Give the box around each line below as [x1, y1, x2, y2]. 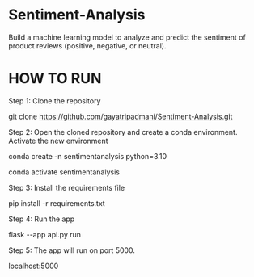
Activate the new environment [8, 136, 108, 145]
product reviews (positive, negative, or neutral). [8, 40, 167, 50]
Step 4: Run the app [8, 214, 75, 224]
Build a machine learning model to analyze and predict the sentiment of [8, 32, 247, 42]
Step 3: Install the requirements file [8, 183, 125, 192]
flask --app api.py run [8, 229, 82, 239]
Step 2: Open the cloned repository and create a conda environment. [8, 127, 238, 136]
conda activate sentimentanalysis [8, 167, 120, 177]
